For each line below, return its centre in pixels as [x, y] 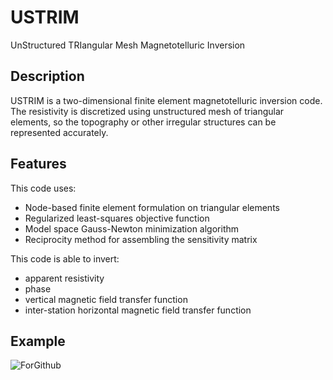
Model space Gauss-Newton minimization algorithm [132, 228]
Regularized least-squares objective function [117, 218]
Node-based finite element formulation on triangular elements [152, 207]
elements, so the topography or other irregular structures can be [143, 122]
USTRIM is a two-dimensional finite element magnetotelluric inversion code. [166, 100]
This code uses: [43, 188]
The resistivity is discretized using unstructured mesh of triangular [147, 111]
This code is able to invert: [65, 258]
